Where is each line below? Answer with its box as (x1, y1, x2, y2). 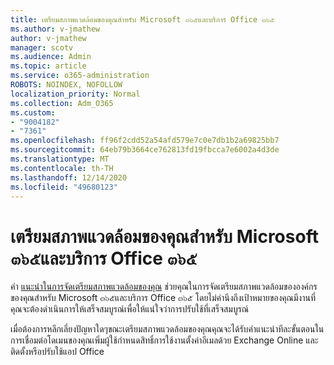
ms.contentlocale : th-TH (10, 163, 114, 173)
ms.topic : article (10, 61, 87, 71)
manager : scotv (10, 42, 74, 53)
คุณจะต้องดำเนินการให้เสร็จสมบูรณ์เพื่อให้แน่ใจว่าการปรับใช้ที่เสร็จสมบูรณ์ (10, 303, 249, 315)
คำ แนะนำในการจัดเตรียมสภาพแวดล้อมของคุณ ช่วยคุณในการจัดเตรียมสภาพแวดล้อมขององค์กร (10, 281, 318, 293)
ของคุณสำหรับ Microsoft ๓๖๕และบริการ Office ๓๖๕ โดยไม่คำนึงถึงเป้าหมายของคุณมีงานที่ (10, 292, 317, 304)
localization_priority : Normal (10, 89, 141, 99)
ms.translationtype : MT (10, 154, 110, 164)
